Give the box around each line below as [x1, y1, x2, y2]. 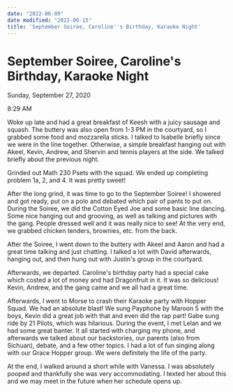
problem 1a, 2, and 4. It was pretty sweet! [7, 176, 126, 185]
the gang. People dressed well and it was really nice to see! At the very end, [7, 219, 225, 227]
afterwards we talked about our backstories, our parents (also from [7, 334, 200, 342]
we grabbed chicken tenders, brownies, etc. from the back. [7, 227, 178, 235]
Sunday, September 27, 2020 [7, 91, 91, 100]
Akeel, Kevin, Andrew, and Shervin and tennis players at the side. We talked [7, 148, 225, 156]
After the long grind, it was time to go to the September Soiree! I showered [7, 190, 221, 198]
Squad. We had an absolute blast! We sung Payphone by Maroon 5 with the [7, 304, 224, 312]
